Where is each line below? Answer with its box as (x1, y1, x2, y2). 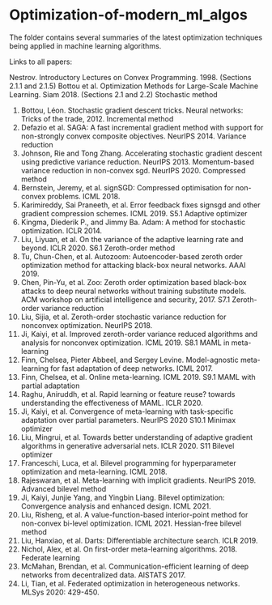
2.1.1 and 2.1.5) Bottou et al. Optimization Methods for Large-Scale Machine (9, 81, 258, 91)
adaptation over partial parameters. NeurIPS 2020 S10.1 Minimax (20, 415, 236, 424)
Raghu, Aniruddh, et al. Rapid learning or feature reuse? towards (20, 389, 236, 398)
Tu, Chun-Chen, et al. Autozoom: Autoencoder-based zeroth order (20, 251, 243, 261)
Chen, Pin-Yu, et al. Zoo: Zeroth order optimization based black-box (20, 277, 247, 287)
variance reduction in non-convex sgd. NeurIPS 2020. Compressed (20, 165, 246, 175)
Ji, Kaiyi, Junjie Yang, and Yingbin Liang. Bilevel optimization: (20, 492, 225, 502)
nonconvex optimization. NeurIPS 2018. (20, 320, 153, 330)
